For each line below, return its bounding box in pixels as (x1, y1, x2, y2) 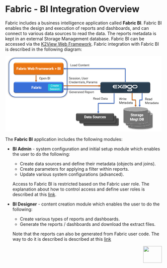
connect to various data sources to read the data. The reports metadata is (5, 30, 157, 36)
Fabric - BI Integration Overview (5, 3, 140, 15)
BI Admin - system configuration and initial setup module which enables (12, 146, 161, 152)
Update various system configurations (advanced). (19, 171, 124, 177)
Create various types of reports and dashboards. (19, 216, 120, 222)
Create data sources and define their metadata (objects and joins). (19, 161, 156, 167)
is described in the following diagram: (5, 46, 83, 52)
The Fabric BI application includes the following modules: (5, 136, 123, 142)
